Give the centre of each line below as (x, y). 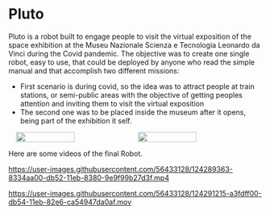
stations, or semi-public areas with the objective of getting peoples (131, 94)
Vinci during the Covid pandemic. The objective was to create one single (129, 53)
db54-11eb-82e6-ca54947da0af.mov (70, 202)
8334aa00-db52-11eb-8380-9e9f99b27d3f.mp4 (89, 178)
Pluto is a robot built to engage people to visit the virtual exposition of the (130, 36)
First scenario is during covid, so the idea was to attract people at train (137, 86)
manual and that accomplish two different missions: (94, 70)
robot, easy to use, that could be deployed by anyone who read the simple (132, 62)
